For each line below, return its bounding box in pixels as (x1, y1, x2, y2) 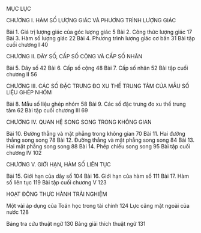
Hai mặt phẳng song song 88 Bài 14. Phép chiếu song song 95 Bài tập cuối (6, 143, 191, 150)
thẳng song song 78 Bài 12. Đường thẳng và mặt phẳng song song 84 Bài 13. (6, 136, 195, 144)
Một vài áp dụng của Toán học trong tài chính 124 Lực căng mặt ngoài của (6, 202, 190, 209)
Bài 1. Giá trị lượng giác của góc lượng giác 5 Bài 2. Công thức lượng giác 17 (6, 28, 193, 35)
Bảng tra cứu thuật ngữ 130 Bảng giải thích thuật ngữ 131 (6, 220, 146, 227)
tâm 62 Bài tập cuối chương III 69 (6, 107, 88, 113)
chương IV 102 (6, 150, 42, 156)
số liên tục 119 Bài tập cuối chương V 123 (6, 179, 107, 186)
